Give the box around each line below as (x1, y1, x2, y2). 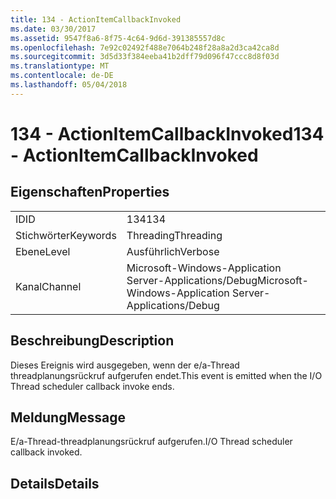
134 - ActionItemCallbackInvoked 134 (10, 122, 325, 145)
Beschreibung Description (10, 332, 175, 350)
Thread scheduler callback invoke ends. (10, 380, 175, 392)
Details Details (10, 475, 100, 492)
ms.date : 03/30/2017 (10, 24, 97, 34)
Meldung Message (10, 409, 126, 426)
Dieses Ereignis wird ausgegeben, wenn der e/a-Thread (10, 359, 240, 371)
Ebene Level (15, 244, 71, 258)
